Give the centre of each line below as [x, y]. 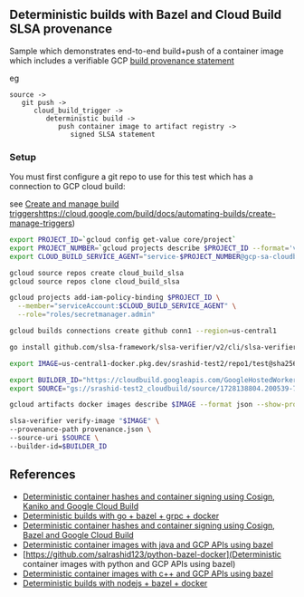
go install [30, 347]
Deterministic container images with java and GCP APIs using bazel [148, 544]
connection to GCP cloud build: [67, 187]
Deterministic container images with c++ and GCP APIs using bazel [148, 573]
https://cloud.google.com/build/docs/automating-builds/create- [157, 214]
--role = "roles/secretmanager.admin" [86, 315]
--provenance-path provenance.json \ [81, 429]
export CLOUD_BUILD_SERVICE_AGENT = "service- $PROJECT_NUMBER [125, 256]
